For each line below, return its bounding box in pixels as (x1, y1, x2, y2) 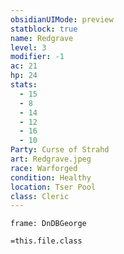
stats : (10, 80, 38, 90)
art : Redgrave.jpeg (10, 154, 92, 164)
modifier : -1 (10, 52, 65, 62)
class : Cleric (10, 191, 70, 201)
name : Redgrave (10, 33, 74, 43)
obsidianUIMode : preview (10, 14, 114, 25)
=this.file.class (10, 236, 83, 246)
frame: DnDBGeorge (10, 219, 87, 229)
